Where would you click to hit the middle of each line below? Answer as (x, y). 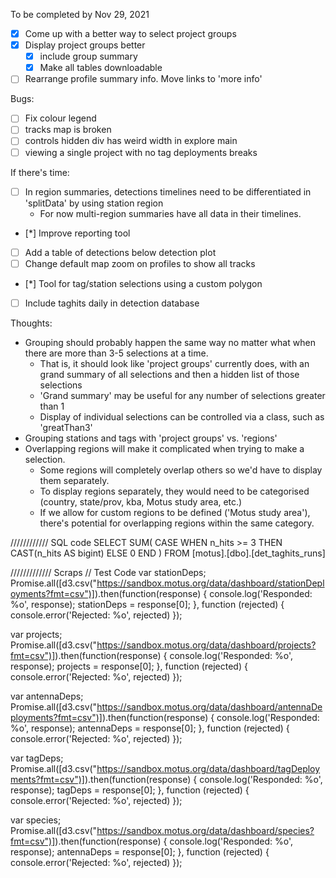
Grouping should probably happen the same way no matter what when (170, 342)
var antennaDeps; (47, 696)
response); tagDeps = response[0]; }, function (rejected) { (130, 790)
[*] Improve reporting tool (77, 233)
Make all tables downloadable (101, 68)
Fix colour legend (60, 118)
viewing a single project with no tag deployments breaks (141, 152)
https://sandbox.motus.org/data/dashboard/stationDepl (210, 583)
